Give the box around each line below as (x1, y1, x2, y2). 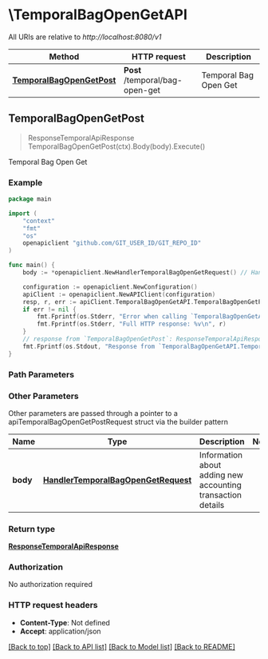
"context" (22, 217, 56, 225)
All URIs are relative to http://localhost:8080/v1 (8, 32, 162, 42)
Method (49, 50, 80, 62)
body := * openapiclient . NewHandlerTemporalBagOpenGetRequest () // (22, 269, 248, 277)
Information (199, 449, 243, 461)
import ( (8, 210, 37, 218)
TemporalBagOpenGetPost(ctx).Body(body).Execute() (27, 142, 206, 151)
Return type (8, 523, 56, 534)
